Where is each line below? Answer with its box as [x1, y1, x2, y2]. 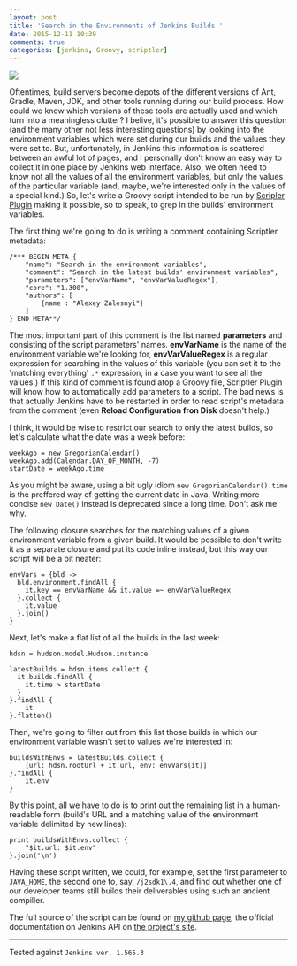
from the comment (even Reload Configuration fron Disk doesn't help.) [9, 405, 270, 416]
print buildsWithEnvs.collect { [9, 836, 128, 845]
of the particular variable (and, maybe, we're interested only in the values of [9, 180, 286, 191]
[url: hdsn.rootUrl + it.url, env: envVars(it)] [25, 762, 208, 770]
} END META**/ [9, 315, 62, 324]
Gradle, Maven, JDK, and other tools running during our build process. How [9, 96, 285, 107]
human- [251, 800, 281, 810]
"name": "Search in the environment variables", [25, 260, 208, 270]
